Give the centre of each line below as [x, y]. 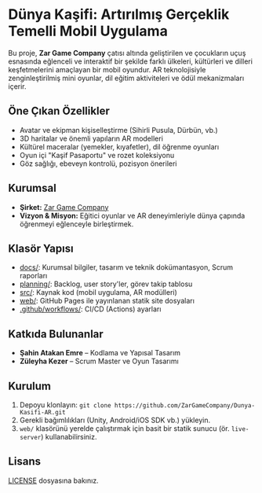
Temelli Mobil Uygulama [88, 31]
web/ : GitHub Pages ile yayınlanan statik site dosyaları [107, 301]
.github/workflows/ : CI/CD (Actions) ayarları [90, 309]
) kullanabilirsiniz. [69, 437]
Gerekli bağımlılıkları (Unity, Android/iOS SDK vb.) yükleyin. [115, 420]
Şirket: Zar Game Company [64, 207]
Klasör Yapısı [41, 248]
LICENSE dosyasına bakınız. [54, 480]
